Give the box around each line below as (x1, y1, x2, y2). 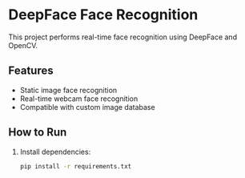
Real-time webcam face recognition (19, 94, 139, 103)
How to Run (8, 126, 67, 140)
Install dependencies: (19, 147, 91, 156)
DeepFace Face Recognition (8, 6, 199, 24)
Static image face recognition (19, 85, 118, 95)
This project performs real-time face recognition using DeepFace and (8, 32, 238, 42)
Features (8, 64, 54, 78)
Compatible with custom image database (19, 102, 155, 111)
